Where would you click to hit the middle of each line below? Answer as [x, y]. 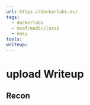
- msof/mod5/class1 [36, 28]
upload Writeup [45, 74]
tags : [13, 17]
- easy [20, 34]
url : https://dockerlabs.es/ [42, 12]
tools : [14, 39]
